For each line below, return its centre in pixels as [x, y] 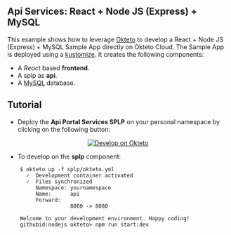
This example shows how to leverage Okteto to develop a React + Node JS [115, 39]
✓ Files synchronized [59, 182]
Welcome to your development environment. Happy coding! [105, 218]
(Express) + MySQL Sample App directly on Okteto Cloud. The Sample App [116, 47]
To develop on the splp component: [69, 156]
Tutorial [25, 105]
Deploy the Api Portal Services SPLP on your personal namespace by [118, 121]
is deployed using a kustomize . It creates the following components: [106, 54]
